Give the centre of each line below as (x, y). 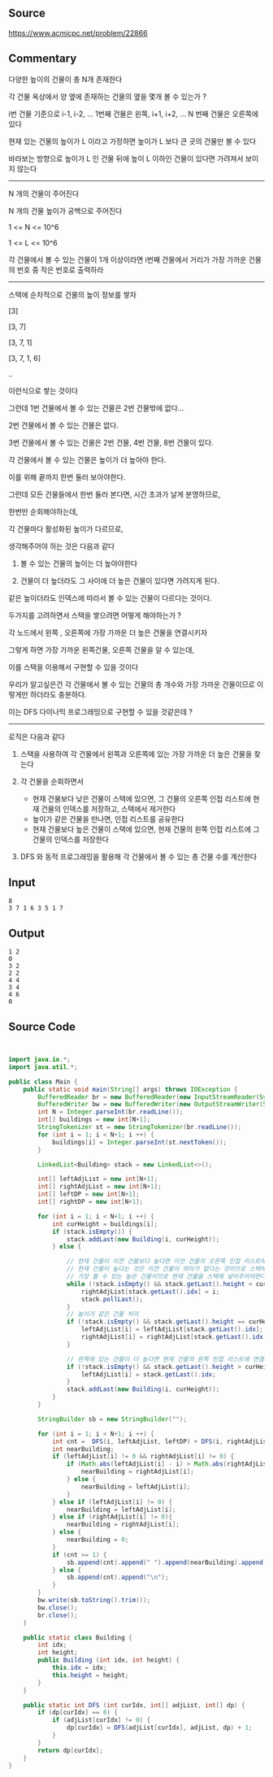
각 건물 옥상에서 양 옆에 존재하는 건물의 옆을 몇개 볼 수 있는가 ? (108, 96)
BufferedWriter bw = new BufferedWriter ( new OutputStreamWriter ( (151, 1105)
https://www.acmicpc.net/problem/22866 (78, 33)
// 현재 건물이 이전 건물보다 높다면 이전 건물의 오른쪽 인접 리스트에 (166, 1262)
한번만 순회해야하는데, (43, 511)
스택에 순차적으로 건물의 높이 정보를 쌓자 (72, 294)
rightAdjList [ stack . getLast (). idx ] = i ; (150, 1292)
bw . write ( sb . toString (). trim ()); (94, 1601)
